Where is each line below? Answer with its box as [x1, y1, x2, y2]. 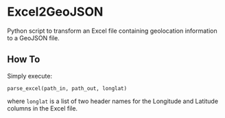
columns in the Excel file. [7, 104, 78, 113]
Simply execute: [7, 72, 53, 80]
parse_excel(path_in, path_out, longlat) [7, 85, 128, 92]
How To [7, 54, 40, 65]
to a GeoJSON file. [7, 33, 60, 42]
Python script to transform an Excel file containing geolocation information [7, 27, 217, 35]
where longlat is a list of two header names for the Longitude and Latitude [7, 97, 218, 105]
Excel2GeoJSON [7, 4, 104, 20]
